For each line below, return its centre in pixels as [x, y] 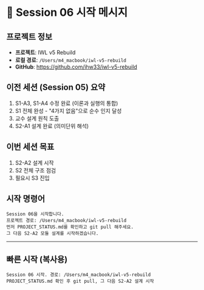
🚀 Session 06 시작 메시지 [67, 12]
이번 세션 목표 [30, 147]
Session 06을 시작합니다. [35, 214]
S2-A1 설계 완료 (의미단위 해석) [52, 126]
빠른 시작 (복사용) [37, 259]
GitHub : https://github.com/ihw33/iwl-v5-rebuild [76, 67]
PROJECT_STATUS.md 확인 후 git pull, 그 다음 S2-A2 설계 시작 [80, 282]
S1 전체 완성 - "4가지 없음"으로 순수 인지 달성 [68, 110]
